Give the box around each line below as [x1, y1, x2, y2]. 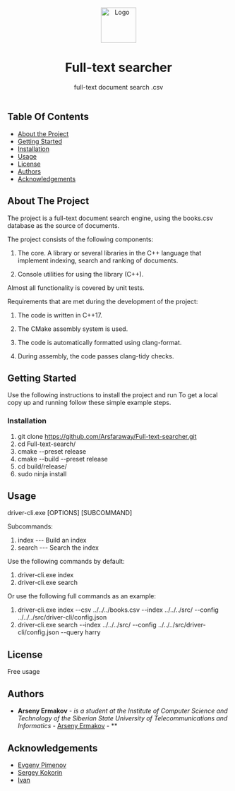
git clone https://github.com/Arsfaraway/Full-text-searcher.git [17, 432, 197, 440]
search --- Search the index [17, 543, 99, 552]
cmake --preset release [17, 447, 87, 455]
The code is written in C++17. [17, 310, 102, 319]
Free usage [7, 668, 40, 676]
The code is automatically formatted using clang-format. [17, 338, 182, 346]
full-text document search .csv [73, 83, 164, 91]
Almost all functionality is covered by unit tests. [7, 283, 145, 292]
